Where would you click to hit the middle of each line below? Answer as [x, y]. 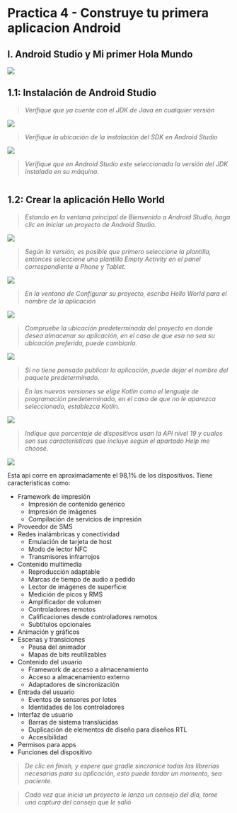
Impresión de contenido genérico [76, 504]
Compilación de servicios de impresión [85, 519]
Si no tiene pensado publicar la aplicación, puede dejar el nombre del [126, 370]
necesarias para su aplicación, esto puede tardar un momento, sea [123, 773]
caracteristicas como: [39, 483]
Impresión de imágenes [62, 512]
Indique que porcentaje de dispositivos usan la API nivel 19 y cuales [123, 433]
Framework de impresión [54, 496]
